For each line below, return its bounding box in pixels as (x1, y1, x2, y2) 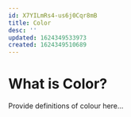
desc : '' (8, 26, 37, 34)
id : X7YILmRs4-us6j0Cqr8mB (8, 11, 98, 20)
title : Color (8, 19, 52, 27)
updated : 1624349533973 (8, 33, 87, 42)
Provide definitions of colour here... (8, 101, 124, 111)
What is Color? (8, 75, 108, 93)
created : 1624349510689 (8, 41, 87, 49)
